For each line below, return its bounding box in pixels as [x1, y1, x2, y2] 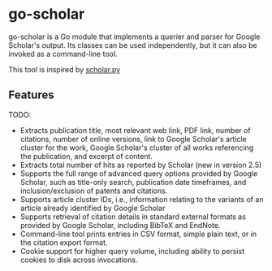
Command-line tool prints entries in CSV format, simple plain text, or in [19, 229, 257, 239]
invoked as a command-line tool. [8, 49, 118, 58]
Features [8, 88, 54, 102]
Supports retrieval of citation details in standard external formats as [19, 212, 246, 222]
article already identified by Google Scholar [19, 203, 166, 213]
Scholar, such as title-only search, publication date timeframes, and [19, 177, 247, 187]
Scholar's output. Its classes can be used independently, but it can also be [8, 40, 257, 49]
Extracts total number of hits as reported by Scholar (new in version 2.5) [19, 160, 262, 170]
